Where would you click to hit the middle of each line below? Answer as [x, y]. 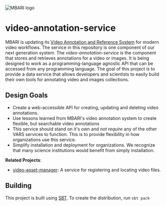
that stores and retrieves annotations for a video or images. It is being [77, 58]
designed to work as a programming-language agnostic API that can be [79, 63]
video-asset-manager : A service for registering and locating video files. [87, 170]
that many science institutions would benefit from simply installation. [84, 150]
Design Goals [26, 95]
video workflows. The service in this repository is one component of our [80, 47]
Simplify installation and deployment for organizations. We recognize [84, 145]
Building [18, 186]
